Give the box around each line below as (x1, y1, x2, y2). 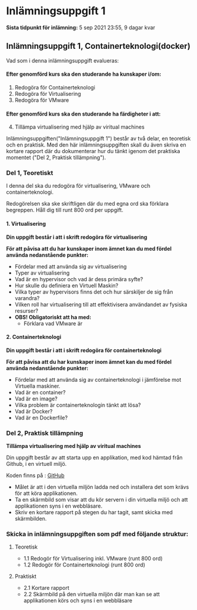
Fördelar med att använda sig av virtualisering (14, 263, 127, 270)
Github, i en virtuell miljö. (6, 460, 67, 468)
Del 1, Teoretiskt (6, 169, 53, 177)
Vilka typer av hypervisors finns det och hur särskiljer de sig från (14, 288, 173, 295)
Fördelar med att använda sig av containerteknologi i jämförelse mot (14, 376, 182, 383)
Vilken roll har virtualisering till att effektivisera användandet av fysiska (14, 301, 188, 308)
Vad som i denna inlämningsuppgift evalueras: (6, 57, 119, 64)
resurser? (14, 307, 39, 314)
